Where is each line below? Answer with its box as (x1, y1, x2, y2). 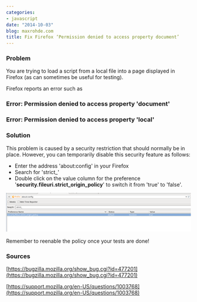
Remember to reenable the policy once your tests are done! (6, 237, 150, 245)
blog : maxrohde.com (6, 28, 54, 34)
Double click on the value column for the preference (14, 175, 141, 182)
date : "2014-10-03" (6, 22, 54, 28)
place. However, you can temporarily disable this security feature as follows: (6, 151, 191, 158)
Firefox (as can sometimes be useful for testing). (6, 74, 124, 81)
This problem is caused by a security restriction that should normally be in (6, 144, 185, 152)
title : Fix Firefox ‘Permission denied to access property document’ (6, 34, 180, 40)
